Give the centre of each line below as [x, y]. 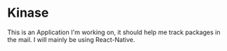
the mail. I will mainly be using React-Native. [71, 39]
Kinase [28, 13]
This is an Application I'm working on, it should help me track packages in [114, 32]
